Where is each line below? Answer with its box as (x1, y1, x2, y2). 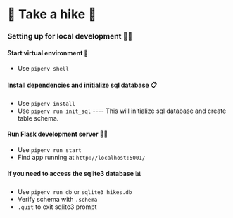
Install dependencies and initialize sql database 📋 (7, 81, 157, 89)
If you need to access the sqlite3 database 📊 (7, 170, 142, 178)
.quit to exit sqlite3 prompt (17, 203, 97, 211)
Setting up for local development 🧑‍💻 (7, 32, 133, 41)
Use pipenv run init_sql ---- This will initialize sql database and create (17, 107, 227, 115)
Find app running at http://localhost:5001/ (17, 153, 146, 161)
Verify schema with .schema (17, 195, 98, 203)
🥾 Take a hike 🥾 (7, 6, 97, 22)
